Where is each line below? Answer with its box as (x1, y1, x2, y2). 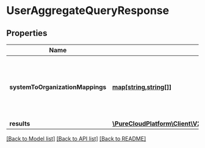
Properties (6, 28, 48, 38)
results (9, 119, 31, 128)
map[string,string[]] (112, 83, 172, 91)
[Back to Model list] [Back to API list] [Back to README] (6, 135, 146, 142)
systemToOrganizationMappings (9, 83, 107, 91)
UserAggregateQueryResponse (6, 4, 170, 18)
